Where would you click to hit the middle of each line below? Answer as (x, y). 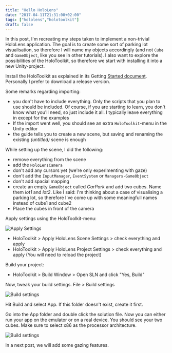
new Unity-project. (25, 66)
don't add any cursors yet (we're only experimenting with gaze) (80, 170)
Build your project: (25, 265)
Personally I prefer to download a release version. (58, 82)
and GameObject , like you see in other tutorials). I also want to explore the (82, 55)
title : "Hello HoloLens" (32, 10)
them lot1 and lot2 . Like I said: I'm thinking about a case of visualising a (88, 192)
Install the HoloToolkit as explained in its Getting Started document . (76, 76)
